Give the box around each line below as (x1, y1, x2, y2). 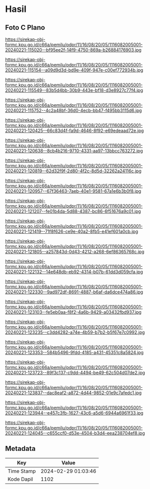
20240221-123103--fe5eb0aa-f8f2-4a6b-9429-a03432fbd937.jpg (5, 309, 142, 315)
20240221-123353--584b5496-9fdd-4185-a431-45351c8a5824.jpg (5, 349, 144, 355)
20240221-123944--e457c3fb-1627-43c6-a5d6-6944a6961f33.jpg (5, 410, 144, 416)
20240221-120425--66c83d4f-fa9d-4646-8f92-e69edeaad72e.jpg (5, 128, 144, 134)
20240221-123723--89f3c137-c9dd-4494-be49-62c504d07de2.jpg (5, 370, 146, 375)
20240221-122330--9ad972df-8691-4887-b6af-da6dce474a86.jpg (5, 289, 143, 295)
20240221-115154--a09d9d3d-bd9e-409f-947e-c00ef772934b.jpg (5, 67, 144, 73)
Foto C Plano (5, 23, 45, 32)
